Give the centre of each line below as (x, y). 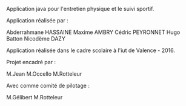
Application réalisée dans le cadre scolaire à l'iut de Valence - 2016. (91, 50)
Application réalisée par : (37, 20)
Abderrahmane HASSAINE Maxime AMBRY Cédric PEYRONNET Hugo (93, 32)
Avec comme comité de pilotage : (48, 85)
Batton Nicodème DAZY (36, 38)
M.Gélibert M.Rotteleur (35, 97)
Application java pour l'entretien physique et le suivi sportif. (80, 9)
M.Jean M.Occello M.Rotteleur (44, 74)
